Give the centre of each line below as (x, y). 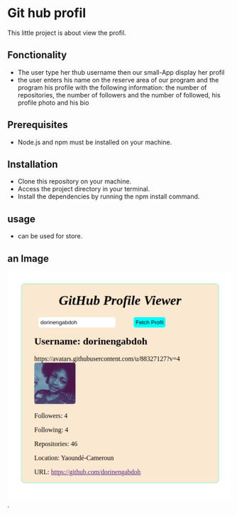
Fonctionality (37, 55)
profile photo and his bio (53, 102)
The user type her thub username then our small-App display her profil (121, 72)
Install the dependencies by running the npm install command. (109, 196)
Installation (33, 164)
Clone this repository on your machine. (75, 181)
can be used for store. (50, 236)
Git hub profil (47, 13)
